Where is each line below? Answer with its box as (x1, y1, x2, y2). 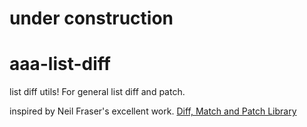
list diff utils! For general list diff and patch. (9, 86, 186, 98)
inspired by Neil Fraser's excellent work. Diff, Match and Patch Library (9, 105, 297, 117)
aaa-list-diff (9, 53, 111, 76)
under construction (9, 7, 174, 30)
